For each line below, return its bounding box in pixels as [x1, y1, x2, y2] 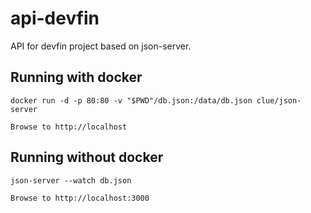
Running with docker [10, 69, 143, 86]
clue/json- [256, 95, 302, 106]
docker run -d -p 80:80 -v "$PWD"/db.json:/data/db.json [10, 95, 253, 106]
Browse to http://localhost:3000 [10, 193, 150, 203]
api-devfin [10, 7, 100, 30]
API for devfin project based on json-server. [10, 40, 192, 52]
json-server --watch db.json [10, 175, 132, 186]
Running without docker [10, 149, 164, 166]
